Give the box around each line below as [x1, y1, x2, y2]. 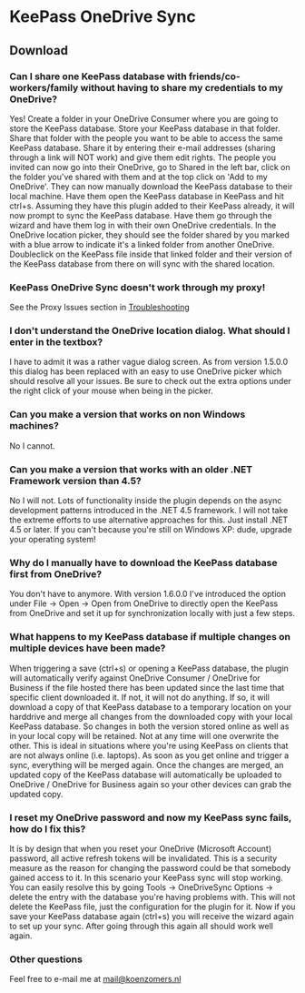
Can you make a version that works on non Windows [9, 408, 246, 421]
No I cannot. [9, 440, 56, 451]
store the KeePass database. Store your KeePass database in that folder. [9, 123, 280, 134]
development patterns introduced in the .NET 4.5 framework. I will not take [9, 505, 289, 516]
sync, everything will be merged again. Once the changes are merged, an [9, 759, 284, 770]
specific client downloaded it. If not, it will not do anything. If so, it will [9, 692, 271, 703]
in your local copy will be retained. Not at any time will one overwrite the [9, 730, 280, 741]
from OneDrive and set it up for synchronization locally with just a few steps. [9, 608, 295, 619]
